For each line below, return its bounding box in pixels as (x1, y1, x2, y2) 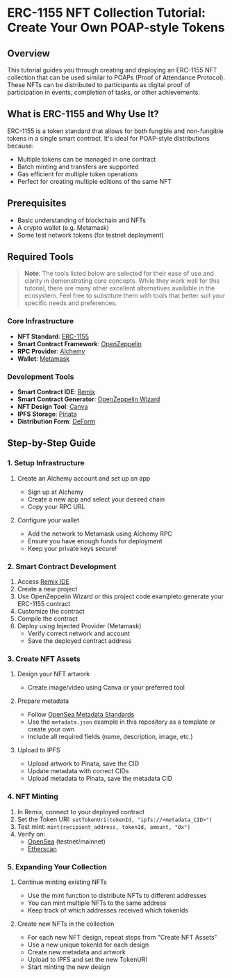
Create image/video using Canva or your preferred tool (27, 683, 185, 692)
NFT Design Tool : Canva (17, 403, 88, 411)
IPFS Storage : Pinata (17, 410, 78, 419)
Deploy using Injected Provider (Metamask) (17, 622, 142, 630)
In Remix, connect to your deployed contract (17, 807, 144, 816)
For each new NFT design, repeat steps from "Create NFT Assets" (27, 933, 217, 941)
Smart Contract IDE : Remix (17, 388, 96, 396)
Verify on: (17, 830, 46, 838)
